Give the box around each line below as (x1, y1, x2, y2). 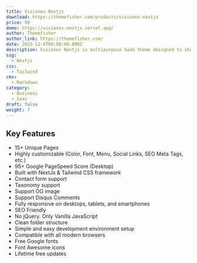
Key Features (6, 129, 56, 139)
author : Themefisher (6, 31, 57, 36)
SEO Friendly (14, 207, 46, 214)
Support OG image (14, 188, 60, 195)
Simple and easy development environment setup (14, 225, 135, 232)
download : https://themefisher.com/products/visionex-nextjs (6, 14, 159, 20)
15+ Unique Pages (14, 144, 59, 151)
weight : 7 (6, 107, 30, 113)
